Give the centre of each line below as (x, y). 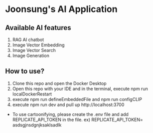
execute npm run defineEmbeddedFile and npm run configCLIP (77, 99)
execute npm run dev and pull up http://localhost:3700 (68, 104)
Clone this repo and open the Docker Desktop (59, 83)
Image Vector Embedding (38, 45)
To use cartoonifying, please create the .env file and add (70, 114)
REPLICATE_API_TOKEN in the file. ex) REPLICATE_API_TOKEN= (78, 119)
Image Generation (31, 55)
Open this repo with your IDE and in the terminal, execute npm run (80, 88)
